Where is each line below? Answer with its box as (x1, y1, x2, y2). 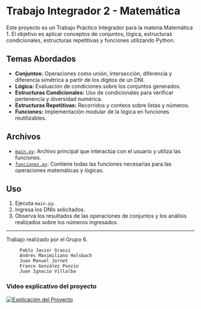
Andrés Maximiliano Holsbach (19, 253, 93, 259)
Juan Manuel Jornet (19, 258, 68, 264)
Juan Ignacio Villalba (19, 268, 77, 274)
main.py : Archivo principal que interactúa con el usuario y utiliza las (14, 148, 181, 155)
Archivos (6, 131, 41, 142)
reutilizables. (14, 114, 47, 121)
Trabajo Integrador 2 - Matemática (6, 4, 181, 18)
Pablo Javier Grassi (19, 247, 71, 253)
